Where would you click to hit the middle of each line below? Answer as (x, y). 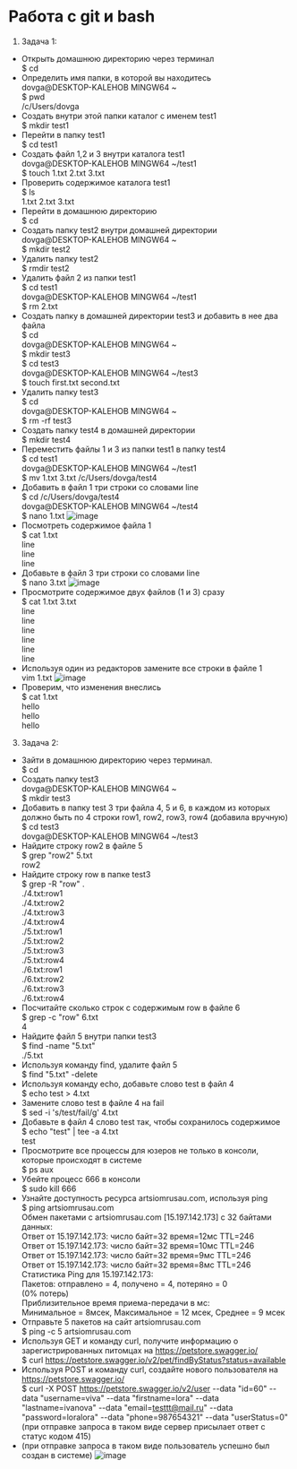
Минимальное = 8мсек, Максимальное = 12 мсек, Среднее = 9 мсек (153, 1312)
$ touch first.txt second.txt (70, 382)
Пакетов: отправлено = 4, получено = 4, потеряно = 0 (124, 1283)
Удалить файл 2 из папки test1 (78, 277)
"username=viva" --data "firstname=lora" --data (130, 1398)
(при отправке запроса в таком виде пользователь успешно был (145, 1446)
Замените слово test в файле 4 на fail (93, 1102)
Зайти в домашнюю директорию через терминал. (117, 760)
